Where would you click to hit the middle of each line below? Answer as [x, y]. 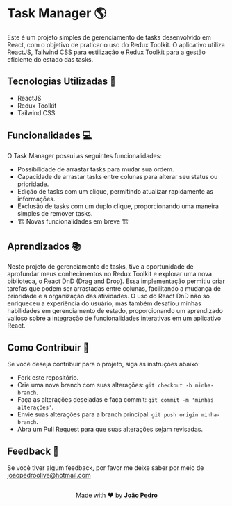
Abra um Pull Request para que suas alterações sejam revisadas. [110, 429]
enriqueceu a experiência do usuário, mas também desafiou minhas [104, 303]
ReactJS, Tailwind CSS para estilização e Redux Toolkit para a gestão [107, 52]
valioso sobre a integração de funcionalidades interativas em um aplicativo [114, 318]
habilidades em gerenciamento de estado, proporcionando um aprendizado [115, 311]
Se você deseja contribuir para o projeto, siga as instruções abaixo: [103, 364]
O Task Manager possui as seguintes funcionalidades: [84, 155]
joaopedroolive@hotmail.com [49, 475]
